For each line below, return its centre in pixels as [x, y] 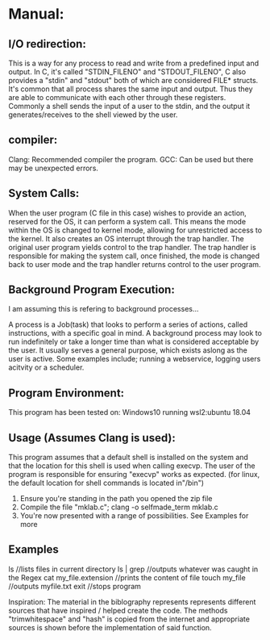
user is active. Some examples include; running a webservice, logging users [135, 359]
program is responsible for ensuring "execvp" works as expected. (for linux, [134, 475]
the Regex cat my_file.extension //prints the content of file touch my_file [127, 577]
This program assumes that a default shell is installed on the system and [128, 458]
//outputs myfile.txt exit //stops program [75, 586]
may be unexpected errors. [54, 168]
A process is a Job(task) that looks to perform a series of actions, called [128, 324]
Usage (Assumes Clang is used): [92, 438]
